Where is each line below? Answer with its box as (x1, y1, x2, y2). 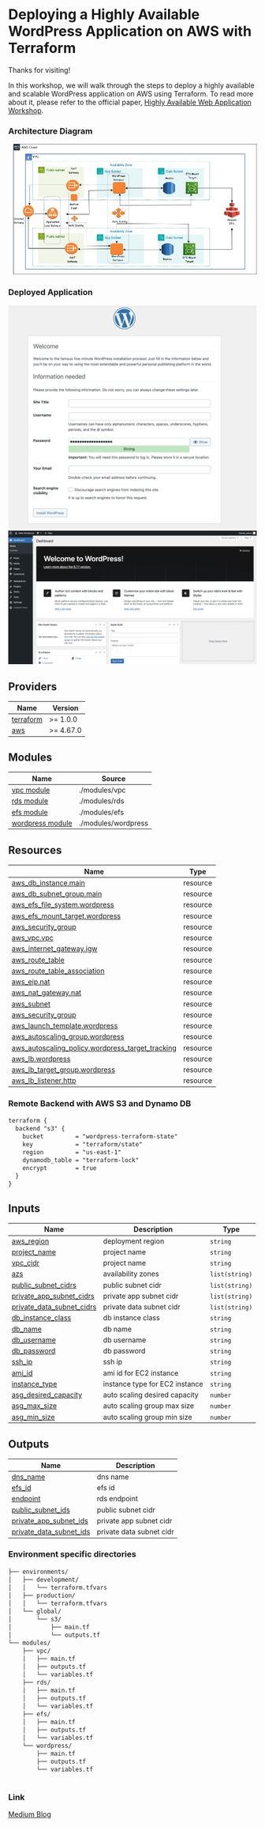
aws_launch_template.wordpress (11, 1021, 118, 1031)
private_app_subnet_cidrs (11, 1291, 95, 1300)
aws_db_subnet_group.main (11, 889, 103, 899)
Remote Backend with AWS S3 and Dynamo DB (8, 1097, 192, 1108)
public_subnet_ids (11, 1504, 71, 1515)
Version (52, 703, 79, 712)
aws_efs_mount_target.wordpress (11, 911, 121, 920)
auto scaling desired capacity (103, 1390, 199, 1400)
